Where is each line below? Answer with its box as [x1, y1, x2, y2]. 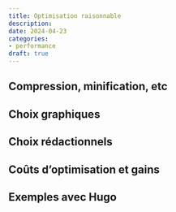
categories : [8, 34, 49, 43]
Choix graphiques [8, 107, 101, 121]
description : [8, 19, 53, 28]
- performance [8, 42, 57, 50]
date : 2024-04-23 [8, 27, 67, 35]
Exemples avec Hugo [8, 190, 118, 204]
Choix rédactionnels [8, 135, 114, 149]
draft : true [8, 50, 49, 58]
